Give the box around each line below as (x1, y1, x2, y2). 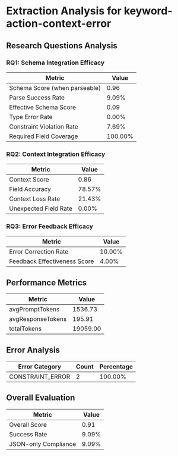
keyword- (123, 4, 173, 18)
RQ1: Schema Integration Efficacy (6, 58, 105, 67)
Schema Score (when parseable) (9, 83, 101, 92)
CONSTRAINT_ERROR (9, 373, 71, 381)
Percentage (99, 363, 133, 371)
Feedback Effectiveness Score (9, 257, 94, 266)
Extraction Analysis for (6, 4, 122, 18)
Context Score (9, 176, 49, 184)
